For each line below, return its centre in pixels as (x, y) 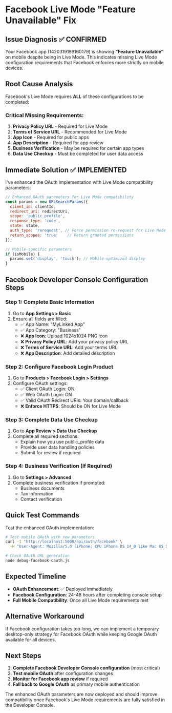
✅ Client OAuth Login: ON (48, 389)
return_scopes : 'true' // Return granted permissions (72, 235)
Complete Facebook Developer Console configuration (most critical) (86, 668)
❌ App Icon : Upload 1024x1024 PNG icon (64, 336)
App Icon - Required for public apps (51, 138)
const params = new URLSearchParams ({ (47, 202)
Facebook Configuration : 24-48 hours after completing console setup (87, 594)
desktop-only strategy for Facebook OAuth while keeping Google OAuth (81, 634)
